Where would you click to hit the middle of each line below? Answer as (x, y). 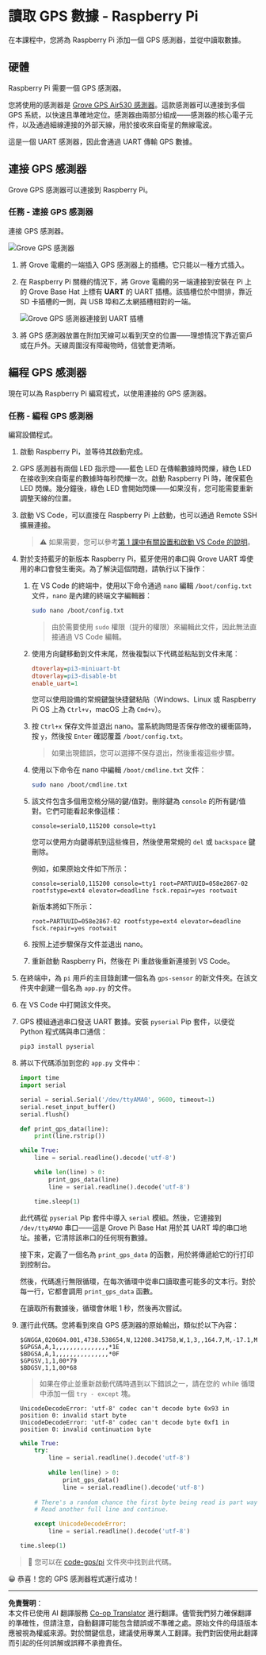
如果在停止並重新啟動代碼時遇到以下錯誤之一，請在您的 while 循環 (147, 1383)
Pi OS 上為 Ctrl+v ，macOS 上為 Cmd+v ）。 (98, 710)
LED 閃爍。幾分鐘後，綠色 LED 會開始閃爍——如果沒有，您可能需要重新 (136, 488)
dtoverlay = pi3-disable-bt (74, 676)
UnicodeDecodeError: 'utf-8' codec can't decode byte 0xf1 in (124, 1422)
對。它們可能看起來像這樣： (77, 811)
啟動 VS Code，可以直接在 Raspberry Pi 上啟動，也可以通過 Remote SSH (138, 515)
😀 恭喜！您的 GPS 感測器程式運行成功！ (74, 1579)
